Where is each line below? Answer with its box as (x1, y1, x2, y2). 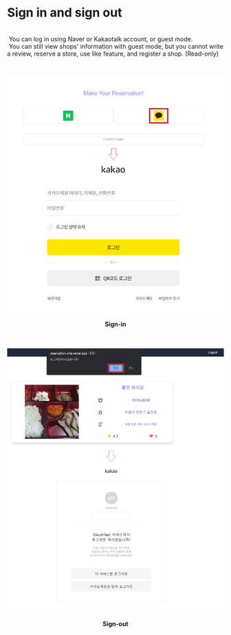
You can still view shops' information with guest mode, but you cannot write (8, 42, 223, 50)
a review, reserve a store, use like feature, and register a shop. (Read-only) (7, 50, 219, 58)
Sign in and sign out (7, 5, 122, 21)
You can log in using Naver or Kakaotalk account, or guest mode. (8, 34, 193, 43)
